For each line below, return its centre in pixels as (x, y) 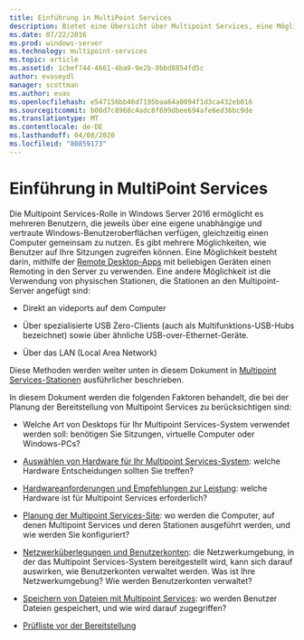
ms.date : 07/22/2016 (48, 34)
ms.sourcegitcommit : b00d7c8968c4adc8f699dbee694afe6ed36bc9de (131, 110)
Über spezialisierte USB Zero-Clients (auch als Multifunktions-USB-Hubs (158, 325)
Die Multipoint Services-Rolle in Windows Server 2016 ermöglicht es (137, 213)
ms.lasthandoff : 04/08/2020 (62, 136)
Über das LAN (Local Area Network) (90, 353)
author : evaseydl (42, 77)
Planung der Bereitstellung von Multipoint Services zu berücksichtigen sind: (151, 407)
